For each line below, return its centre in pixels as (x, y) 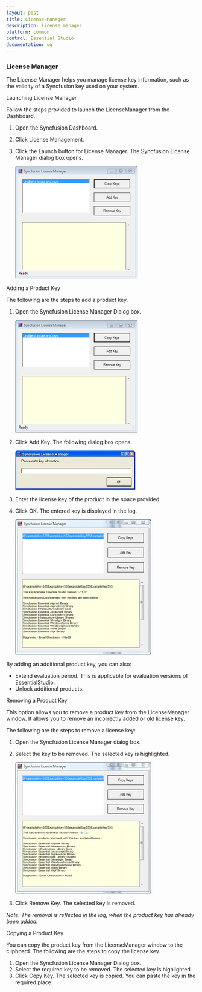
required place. (34, 982)
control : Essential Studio (40, 38)
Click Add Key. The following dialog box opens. (74, 442)
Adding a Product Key (33, 288)
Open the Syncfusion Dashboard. (56, 128)
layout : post (23, 13)
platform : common (28, 32)
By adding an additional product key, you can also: (69, 664)
